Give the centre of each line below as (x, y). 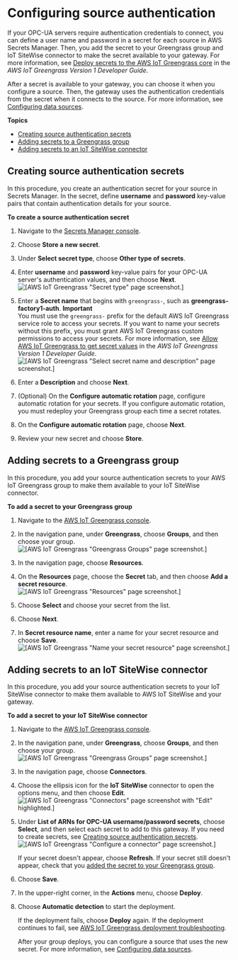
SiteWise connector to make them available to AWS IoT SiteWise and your (114, 695)
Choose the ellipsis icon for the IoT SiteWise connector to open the (116, 785)
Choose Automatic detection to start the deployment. (96, 907)
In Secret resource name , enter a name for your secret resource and (118, 632)
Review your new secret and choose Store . (80, 438)
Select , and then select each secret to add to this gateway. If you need (121, 829)
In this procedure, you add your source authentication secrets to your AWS (116, 478)
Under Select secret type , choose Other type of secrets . (101, 258)
